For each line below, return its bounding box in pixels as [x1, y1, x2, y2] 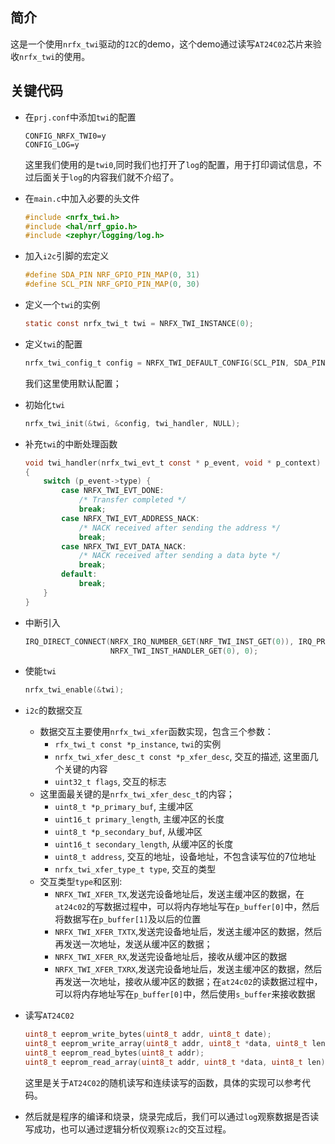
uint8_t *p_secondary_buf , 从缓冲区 [54, 826, 203, 838]
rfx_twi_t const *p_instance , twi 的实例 [54, 738, 222, 750]
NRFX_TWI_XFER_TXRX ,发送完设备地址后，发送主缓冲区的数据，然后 [54, 963, 323, 975]
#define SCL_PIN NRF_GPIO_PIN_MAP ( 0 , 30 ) [24, 279, 201, 290]
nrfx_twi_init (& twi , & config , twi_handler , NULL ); [24, 418, 241, 428]
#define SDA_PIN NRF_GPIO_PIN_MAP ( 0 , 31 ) [24, 270, 201, 280]
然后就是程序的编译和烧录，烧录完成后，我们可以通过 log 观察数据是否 [24, 1110, 311, 1122]
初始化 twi [24, 398, 66, 410]
